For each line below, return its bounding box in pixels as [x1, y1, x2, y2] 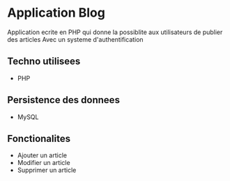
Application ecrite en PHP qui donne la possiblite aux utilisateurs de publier [7, 28, 223, 36]
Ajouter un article [17, 151, 68, 159]
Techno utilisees [7, 56, 81, 68]
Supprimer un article [17, 166, 77, 175]
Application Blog [7, 5, 106, 21]
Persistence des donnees [7, 94, 121, 106]
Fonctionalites [7, 132, 71, 144]
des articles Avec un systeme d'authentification [7, 35, 144, 43]
